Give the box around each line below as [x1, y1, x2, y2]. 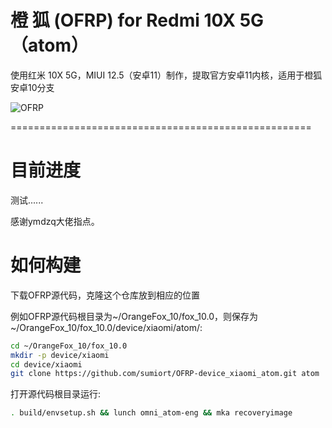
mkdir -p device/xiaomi [10, 350, 110, 360]
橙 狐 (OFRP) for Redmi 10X [10, 9, 237, 32]
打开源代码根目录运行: [10, 388, 102, 400]
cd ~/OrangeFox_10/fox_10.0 [10, 341, 128, 351]
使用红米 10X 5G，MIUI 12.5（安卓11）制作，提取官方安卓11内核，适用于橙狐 [10, 69, 323, 81]
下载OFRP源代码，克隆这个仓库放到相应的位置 [10, 289, 200, 301]
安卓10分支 [10, 81, 55, 93]
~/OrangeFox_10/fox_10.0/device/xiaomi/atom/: [10, 321, 203, 333]
